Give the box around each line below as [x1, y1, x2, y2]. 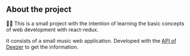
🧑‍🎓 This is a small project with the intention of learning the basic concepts [6, 20, 185, 27]
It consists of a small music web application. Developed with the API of [6, 37, 177, 44]
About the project [6, 5, 72, 14]
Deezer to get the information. [6, 43, 79, 50]
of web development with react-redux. [6, 26, 99, 33]
